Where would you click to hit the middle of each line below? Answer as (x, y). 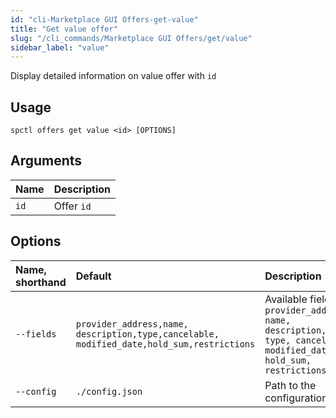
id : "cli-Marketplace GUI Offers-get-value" (104, 19)
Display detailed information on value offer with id (113, 76)
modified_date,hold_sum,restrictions (165, 344)
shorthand (41, 282)
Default (93, 276)
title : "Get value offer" (64, 29)
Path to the (290, 385)
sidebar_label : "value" (60, 47)
